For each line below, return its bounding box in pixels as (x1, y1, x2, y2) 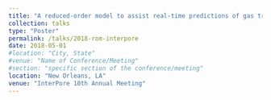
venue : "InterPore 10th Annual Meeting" (8, 79, 147, 87)
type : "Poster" (8, 27, 60, 35)
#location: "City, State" (8, 49, 95, 57)
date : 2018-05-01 (8, 42, 67, 50)
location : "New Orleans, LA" (8, 72, 106, 80)
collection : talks (8, 19, 70, 27)
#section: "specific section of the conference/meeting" (8, 65, 204, 73)
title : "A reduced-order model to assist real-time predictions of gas (8, 11, 254, 20)
